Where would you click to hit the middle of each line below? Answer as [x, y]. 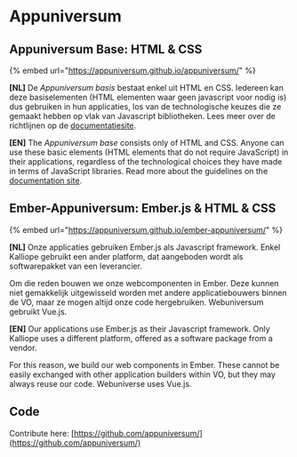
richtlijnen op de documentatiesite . [73, 125]
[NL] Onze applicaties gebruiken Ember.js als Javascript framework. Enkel [145, 247]
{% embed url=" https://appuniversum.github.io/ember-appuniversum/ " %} [146, 229]
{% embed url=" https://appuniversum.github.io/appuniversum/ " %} [132, 70]
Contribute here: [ [42, 433]
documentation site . [46, 180]
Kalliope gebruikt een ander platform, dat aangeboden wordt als [126, 256]
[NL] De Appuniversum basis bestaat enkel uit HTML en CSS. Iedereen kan [147, 88]
